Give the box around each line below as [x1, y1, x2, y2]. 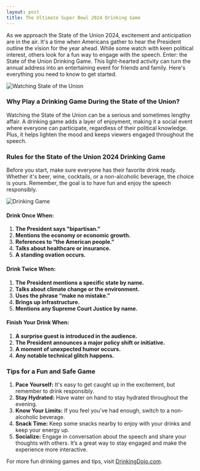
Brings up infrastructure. [15, 298, 80, 305]
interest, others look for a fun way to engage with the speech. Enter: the [6, 51, 188, 58]
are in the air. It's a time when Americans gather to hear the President [6, 38, 182, 45]
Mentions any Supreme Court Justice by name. [15, 305, 138, 312]
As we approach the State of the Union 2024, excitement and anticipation [6, 31, 191, 38]
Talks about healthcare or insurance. [15, 245, 111, 252]
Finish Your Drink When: [6, 319, 70, 326]
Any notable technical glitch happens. [15, 352, 114, 359]
